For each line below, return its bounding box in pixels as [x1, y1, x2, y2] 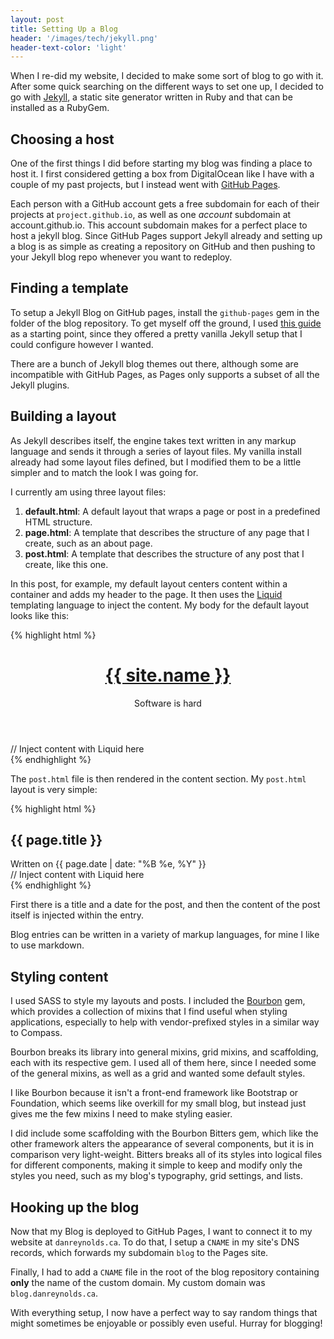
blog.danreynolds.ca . [10, 1287, 99, 1300]
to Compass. [10, 1027, 63, 1039]
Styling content [10, 968, 109, 985]
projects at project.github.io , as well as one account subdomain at [10, 209, 292, 221]
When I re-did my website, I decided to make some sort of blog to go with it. [10, 70, 324, 82]
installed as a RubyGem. [10, 102, 110, 114]
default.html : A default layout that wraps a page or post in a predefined [24, 505, 321, 517]
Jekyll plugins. [10, 379, 70, 391]
